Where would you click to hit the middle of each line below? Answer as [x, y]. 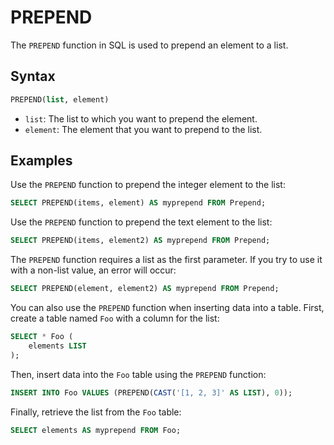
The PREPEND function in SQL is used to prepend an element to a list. [149, 45]
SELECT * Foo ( [42, 337]
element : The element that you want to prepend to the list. [143, 129]
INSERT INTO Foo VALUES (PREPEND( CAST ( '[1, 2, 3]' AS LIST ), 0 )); [151, 392]
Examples [41, 161]
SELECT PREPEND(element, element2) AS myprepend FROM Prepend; [145, 289]
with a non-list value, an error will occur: [93, 270]
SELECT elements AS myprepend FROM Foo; [96, 430]
